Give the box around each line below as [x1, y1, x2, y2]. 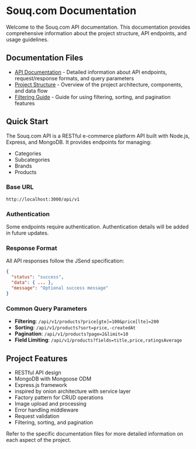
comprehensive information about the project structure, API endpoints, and [6, 29, 187, 36]
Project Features [6, 353, 68, 363]
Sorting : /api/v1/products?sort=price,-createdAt [14, 324, 136, 331]
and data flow [14, 87, 48, 94]
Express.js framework [14, 381, 67, 388]
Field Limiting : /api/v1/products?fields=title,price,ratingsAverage [14, 336, 183, 343]
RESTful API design [14, 369, 61, 376]
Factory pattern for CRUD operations [14, 394, 104, 401]
